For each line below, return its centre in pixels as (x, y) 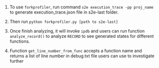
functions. (20, 41)
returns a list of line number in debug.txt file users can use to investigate (82, 56)
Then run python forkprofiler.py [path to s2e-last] (64, 22)
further (17, 61)
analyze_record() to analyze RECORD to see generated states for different (82, 36)
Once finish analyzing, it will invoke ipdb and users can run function (77, 31)
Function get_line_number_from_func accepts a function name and (76, 51)
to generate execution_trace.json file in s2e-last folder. (64, 12)
